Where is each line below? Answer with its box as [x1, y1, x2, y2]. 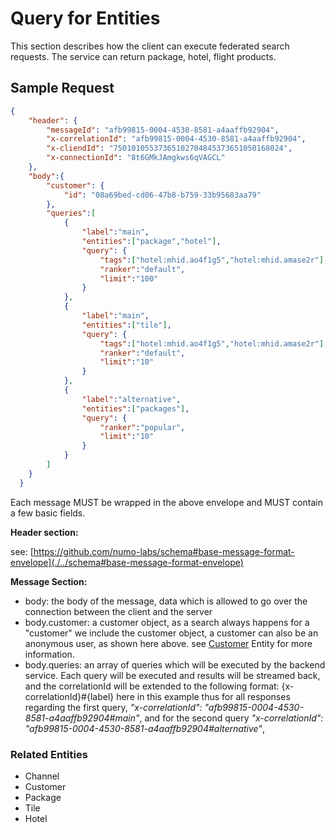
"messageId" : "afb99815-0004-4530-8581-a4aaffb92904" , [46, 125, 280, 135]
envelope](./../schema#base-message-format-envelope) [10, 556, 244, 568]
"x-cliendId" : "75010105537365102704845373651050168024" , [46, 143, 293, 154]
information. [24, 648, 75, 660]
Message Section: [10, 575, 88, 587]
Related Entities [10, 747, 88, 761]
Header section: [10, 526, 79, 538]
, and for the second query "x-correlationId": [139, 712, 324, 724]
